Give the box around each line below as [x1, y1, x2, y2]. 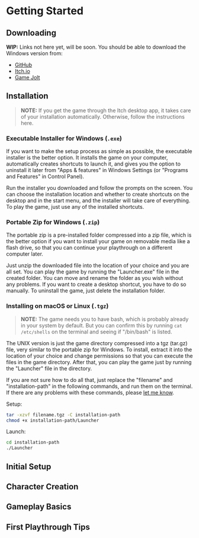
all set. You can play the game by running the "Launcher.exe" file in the [6, 268, 179, 275]
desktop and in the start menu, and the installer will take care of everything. [6, 197, 191, 204]
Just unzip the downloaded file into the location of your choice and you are [6, 262, 190, 269]
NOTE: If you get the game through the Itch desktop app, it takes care [20, 107, 191, 114]
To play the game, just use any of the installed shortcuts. [6, 203, 145, 211]
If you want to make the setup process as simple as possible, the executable [6, 148, 192, 155]
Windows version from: [6, 50, 63, 57]
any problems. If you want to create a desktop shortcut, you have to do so [6, 281, 187, 288]
